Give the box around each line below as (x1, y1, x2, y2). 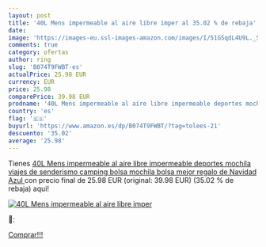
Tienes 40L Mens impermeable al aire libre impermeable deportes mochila (8, 158, 251, 168)
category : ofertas (8, 48, 69, 56)
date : (8, 26, 26, 34)
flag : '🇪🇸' (8, 115, 47, 123)
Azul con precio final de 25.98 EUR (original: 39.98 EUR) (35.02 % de (8, 175, 234, 184)
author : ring (8, 56, 51, 64)
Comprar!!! (8, 230, 44, 239)
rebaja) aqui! (8, 184, 50, 193)
